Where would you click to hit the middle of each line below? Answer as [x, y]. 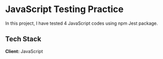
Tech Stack [23, 39]
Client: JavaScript [24, 51]
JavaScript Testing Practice [64, 9]
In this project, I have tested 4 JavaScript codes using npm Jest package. [82, 23]
